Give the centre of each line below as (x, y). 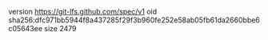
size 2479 (60, 28)
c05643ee (25, 28)
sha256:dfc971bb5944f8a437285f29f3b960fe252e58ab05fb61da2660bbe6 (134, 20)
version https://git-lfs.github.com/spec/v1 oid (83, 12)
